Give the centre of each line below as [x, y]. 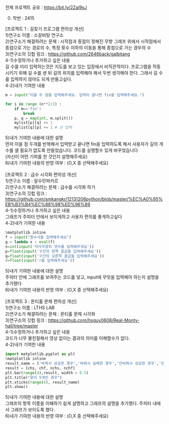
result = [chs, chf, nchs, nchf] [40, 368]
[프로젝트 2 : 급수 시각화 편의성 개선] [41, 175]
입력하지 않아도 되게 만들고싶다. [41, 79]
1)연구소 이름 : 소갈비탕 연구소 [34, 35]
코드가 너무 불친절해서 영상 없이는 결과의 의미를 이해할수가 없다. [68, 338]
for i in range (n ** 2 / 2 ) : [33, 104]
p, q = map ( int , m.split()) [44, 118]
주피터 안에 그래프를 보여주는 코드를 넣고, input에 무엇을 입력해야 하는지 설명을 [82, 277]
